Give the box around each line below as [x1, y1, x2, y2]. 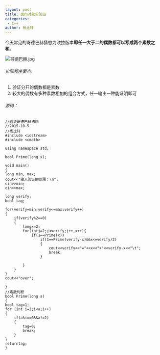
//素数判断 [5, 289, 24, 295]
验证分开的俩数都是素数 [12, 84, 60, 90]
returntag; [5, 341, 27, 346]
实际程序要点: [5, 68, 33, 74]
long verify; [5, 194, 32, 199]
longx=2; [23, 224, 41, 229]
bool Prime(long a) [5, 294, 45, 299]
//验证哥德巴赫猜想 [5, 119, 39, 124]
